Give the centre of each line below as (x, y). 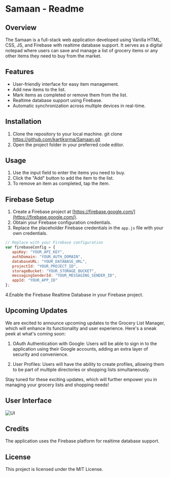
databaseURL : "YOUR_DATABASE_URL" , (49, 261)
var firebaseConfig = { (30, 247)
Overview (21, 28)
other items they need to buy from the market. (53, 56)
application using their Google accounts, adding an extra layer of (80, 349)
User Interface (29, 401)
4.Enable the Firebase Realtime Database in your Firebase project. (74, 295)
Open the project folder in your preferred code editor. (68, 145)
